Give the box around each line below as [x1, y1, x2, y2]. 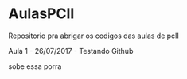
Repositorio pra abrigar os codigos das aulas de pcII [8, 31, 179, 40]
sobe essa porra [8, 61, 62, 71]
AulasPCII [8, 5, 75, 23]
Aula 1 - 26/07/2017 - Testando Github [8, 46, 134, 55]
